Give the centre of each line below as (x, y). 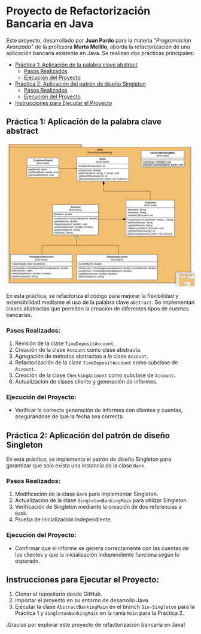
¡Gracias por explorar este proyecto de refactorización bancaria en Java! (96, 625)
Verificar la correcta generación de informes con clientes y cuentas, (99, 410)
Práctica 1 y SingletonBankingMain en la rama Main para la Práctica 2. (99, 613)
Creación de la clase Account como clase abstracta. (78, 349)
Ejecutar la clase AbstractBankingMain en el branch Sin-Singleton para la (105, 607)
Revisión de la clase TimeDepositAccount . (65, 343)
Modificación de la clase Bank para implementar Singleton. (86, 494)
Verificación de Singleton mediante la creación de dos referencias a (98, 507)
